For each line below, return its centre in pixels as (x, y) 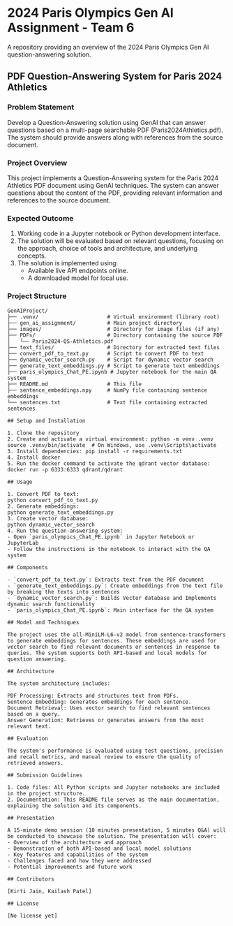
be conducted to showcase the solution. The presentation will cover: (112, 836)
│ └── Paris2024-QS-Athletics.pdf (60, 341)
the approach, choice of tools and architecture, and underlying (107, 249)
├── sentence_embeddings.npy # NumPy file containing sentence (107, 390)
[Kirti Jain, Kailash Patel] (50, 891)
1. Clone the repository (43, 433)
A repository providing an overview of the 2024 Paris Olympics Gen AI (108, 47)
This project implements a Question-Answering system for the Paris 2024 (113, 178)
